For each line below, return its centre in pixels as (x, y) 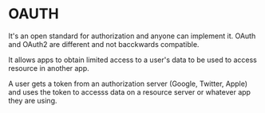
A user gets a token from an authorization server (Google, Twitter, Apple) (128, 84)
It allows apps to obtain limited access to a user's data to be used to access (132, 60)
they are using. (33, 100)
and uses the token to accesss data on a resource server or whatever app (130, 92)
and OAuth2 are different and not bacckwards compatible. (104, 44)
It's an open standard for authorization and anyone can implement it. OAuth (132, 36)
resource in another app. (49, 68)
